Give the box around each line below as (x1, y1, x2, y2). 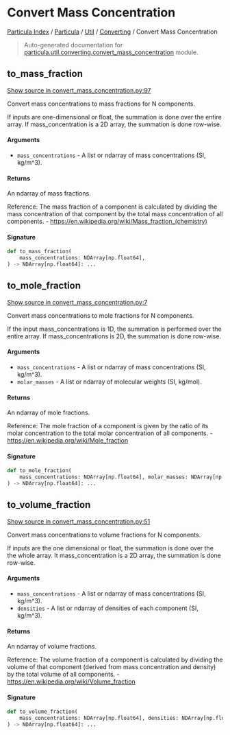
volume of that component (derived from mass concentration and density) (7, 663, 216, 671)
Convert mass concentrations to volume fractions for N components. (7, 530, 201, 539)
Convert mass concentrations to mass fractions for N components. (7, 100, 196, 108)
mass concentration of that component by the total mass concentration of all (7, 210, 223, 218)
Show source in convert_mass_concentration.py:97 (7, 86, 152, 94)
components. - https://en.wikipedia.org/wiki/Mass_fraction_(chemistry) (7, 218, 207, 226)
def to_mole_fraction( (7, 467, 72, 474)
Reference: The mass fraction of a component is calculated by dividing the (7, 202, 218, 211)
